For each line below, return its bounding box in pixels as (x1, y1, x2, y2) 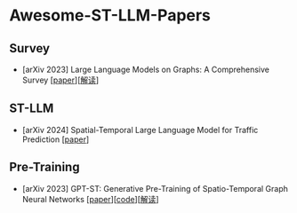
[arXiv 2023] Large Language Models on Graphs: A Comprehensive (21, 64, 269, 75)
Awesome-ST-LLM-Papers (9, 5, 212, 26)
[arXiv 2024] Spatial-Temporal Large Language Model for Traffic (21, 124, 259, 135)
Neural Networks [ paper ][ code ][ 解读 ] (21, 193, 159, 204)
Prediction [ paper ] (21, 134, 90, 145)
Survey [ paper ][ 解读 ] (21, 75, 100, 85)
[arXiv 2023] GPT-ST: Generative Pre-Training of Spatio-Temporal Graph (21, 183, 289, 193)
